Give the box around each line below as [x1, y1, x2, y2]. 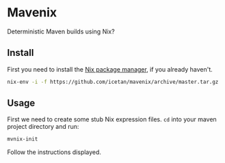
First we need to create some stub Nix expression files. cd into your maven [7, 115, 217, 123]
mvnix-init [7, 136, 38, 143]
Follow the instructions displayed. [7, 148, 101, 156]
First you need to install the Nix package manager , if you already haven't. [7, 65, 213, 73]
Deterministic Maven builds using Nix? [7, 27, 115, 35]
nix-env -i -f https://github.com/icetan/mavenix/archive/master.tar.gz [7, 78, 219, 85]
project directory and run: [7, 123, 79, 131]
